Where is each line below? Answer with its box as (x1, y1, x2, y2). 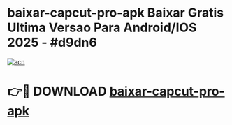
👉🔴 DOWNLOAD (7, 84, 107, 99)
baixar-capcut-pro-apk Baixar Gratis (7, 5, 224, 21)
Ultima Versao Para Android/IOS (7, 20, 197, 36)
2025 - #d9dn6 (7, 35, 98, 50)
